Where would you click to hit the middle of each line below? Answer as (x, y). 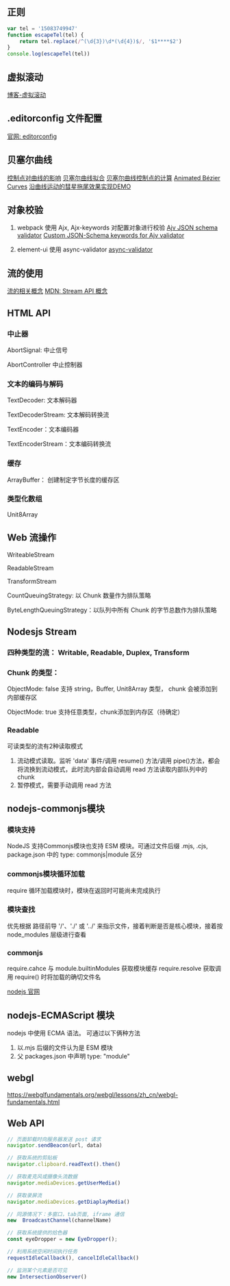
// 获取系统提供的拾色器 (37, 1233)
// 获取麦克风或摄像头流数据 (42, 1177)
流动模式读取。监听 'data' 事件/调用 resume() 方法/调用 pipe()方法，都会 (118, 761)
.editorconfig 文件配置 (55, 119)
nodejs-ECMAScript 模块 (61, 1015)
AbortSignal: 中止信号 (38, 350)
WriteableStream (31, 554)
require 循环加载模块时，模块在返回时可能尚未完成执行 (84, 890)
